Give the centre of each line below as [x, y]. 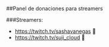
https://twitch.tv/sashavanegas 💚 [55, 31]
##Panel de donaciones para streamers [54, 9]
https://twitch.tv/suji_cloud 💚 [50, 37]
